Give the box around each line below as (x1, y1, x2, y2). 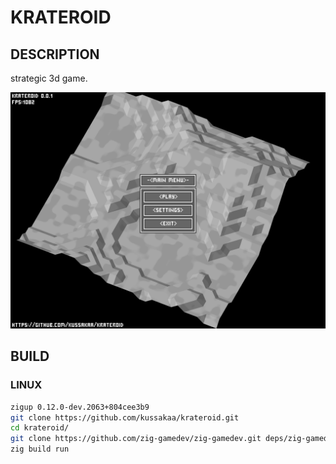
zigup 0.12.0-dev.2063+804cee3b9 (10, 402, 150, 412)
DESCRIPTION (10, 46, 100, 63)
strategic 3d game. (10, 72, 88, 84)
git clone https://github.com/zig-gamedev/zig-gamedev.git (10, 434, 262, 444)
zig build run (10, 444, 70, 455)
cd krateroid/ (10, 423, 70, 433)
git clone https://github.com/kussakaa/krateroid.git (10, 412, 240, 423)
